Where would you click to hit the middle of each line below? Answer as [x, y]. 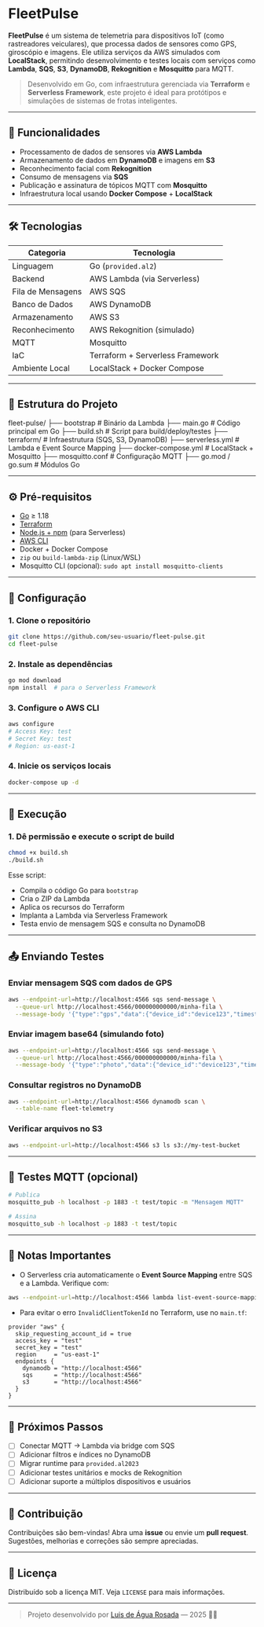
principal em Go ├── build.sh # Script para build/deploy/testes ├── [118, 431]
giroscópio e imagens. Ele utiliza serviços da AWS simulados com [114, 52]
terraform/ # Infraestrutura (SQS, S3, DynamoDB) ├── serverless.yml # [124, 440]
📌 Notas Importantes [60, 1256]
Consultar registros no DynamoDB [75, 1085]
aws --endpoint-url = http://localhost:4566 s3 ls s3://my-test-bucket [125, 1145]
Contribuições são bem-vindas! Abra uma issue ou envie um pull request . [128, 1533]
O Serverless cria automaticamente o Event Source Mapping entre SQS [136, 1274]
